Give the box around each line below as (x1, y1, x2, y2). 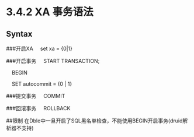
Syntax (6, 29, 33, 38)
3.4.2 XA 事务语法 (6, 5, 93, 19)
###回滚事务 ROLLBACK (6, 105, 71, 111)
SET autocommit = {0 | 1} (11, 80, 72, 87)
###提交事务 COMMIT (6, 93, 65, 99)
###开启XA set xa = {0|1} (6, 45, 73, 52)
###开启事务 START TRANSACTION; (6, 58, 100, 64)
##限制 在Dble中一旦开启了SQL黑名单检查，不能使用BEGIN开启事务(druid (6, 117, 183, 124)
